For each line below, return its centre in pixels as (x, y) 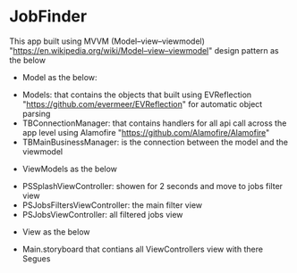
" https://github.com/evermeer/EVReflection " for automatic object (142, 103)
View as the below (56, 232)
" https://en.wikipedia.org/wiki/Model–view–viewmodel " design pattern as (144, 50)
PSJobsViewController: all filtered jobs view (102, 214)
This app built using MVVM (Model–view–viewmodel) (107, 41)
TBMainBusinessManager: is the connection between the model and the (155, 142)
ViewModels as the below (70, 169)
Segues (36, 258)
